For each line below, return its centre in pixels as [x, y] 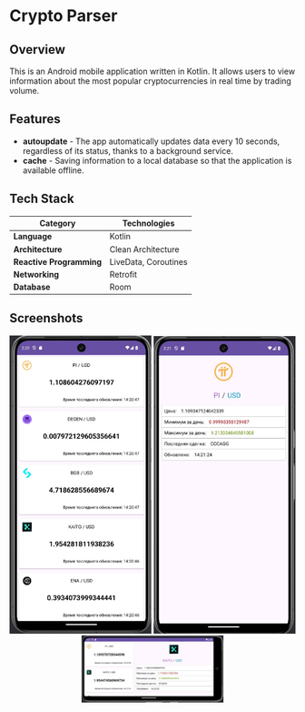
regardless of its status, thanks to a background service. [128, 150]
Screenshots [46, 318]
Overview [38, 50]
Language [33, 237]
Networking [36, 275]
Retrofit [123, 275]
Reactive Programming [58, 261]
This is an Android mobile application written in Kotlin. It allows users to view [152, 71]
